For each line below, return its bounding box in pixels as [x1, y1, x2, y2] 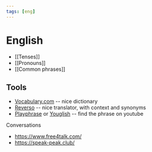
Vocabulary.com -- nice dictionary [14, 98, 98, 105]
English [6, 33, 43, 47]
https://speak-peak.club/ [14, 139, 75, 146]
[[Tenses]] [14, 53, 40, 60]
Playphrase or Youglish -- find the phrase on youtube [14, 110, 144, 118]
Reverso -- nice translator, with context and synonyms [14, 104, 146, 111]
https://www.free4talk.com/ [14, 133, 82, 140]
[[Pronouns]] [14, 59, 46, 66]
